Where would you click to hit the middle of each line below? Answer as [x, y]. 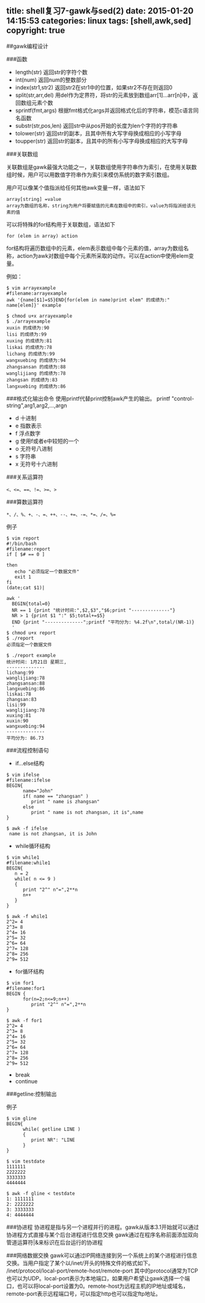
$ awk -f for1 [24, 1020]
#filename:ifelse [28, 780]
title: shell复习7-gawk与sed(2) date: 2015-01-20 [100, 11]
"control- [183, 398]
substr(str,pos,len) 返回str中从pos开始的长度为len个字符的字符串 [96, 126]
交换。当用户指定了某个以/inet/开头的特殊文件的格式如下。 [80, 1263]
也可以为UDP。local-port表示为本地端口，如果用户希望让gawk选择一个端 [98, 1278]
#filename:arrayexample [37, 293]
